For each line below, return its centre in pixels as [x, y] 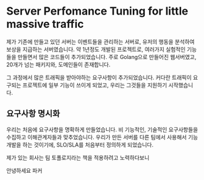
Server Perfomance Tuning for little [97, 11]
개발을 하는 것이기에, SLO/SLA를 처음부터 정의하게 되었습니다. [80, 145]
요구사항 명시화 [33, 114]
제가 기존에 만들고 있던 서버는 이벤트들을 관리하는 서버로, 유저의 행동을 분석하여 [100, 41]
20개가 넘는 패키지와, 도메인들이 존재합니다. [58, 64]
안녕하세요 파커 [24, 170]
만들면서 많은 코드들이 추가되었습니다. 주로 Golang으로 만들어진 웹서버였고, [107, 57]
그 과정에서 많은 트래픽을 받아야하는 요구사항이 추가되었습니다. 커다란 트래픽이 [99, 77]
